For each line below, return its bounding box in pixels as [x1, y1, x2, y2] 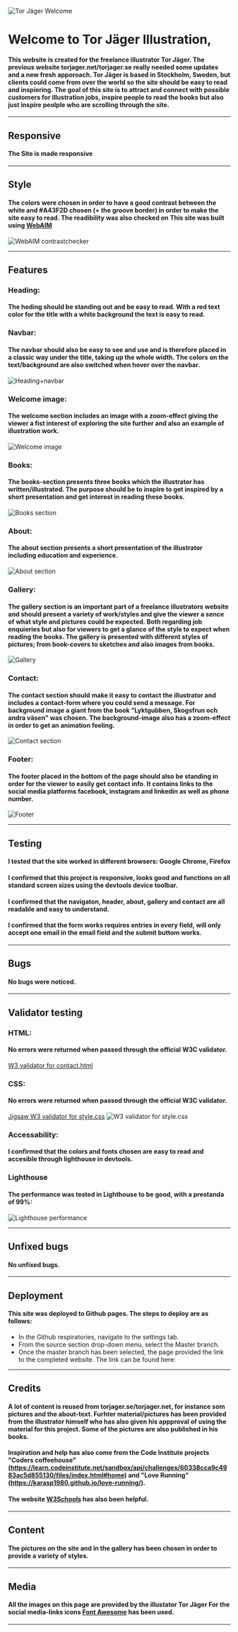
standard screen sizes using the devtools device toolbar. [8, 881, 179, 889]
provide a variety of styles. [8, 1551, 89, 1560]
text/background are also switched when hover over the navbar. [8, 361, 201, 368]
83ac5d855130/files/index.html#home [8, 1471, 125, 1480]
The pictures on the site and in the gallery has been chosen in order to [8, 1543, 218, 1552]
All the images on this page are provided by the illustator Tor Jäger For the [8, 1600, 230, 1609]
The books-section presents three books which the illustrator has [8, 478, 205, 486]
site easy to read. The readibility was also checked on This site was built [8, 213, 225, 222]
